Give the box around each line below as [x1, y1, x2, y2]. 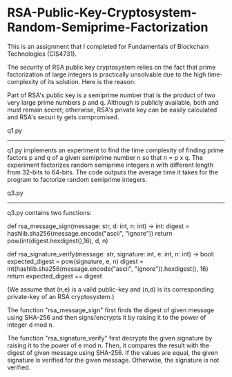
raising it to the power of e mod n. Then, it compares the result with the [7, 341, 210, 349]
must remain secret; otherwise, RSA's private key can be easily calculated [7, 105, 217, 114]
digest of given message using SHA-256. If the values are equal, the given [7, 348, 219, 356]
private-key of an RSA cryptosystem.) [7, 292, 115, 300]
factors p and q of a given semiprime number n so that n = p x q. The [7, 153, 204, 161]
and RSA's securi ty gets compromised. [7, 112, 119, 121]
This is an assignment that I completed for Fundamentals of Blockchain [7, 42, 209, 50]
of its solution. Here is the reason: [40, 77, 136, 85]
